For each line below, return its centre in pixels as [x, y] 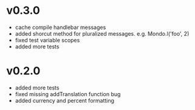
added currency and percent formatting [64, 100]
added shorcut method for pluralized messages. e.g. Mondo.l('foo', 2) [102, 33]
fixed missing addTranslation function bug [68, 94]
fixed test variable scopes [47, 40]
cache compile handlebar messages [60, 27]
